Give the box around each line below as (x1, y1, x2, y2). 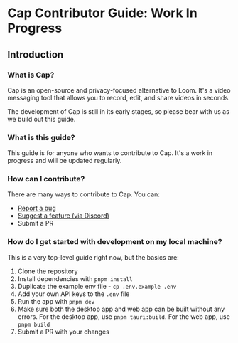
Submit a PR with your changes (17, 327, 110, 336)
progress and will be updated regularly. (7, 157, 122, 165)
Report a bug (17, 204, 56, 213)
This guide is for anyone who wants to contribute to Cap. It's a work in (7, 149, 213, 157)
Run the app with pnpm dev (17, 297, 95, 305)
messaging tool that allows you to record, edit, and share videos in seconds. (7, 93, 230, 102)
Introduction (7, 48, 64, 60)
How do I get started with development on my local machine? (7, 237, 222, 247)
